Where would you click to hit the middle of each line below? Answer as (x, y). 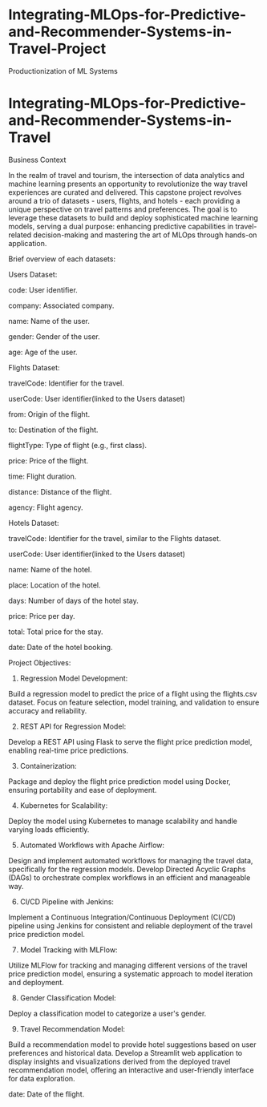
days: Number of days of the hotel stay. (73, 600)
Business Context (37, 160)
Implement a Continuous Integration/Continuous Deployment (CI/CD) (122, 917)
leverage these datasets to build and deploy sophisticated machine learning (133, 217)
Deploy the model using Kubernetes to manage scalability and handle (123, 821)
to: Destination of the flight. (53, 430)
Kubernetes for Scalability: (64, 805)
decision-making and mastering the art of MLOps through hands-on (145, 235)
